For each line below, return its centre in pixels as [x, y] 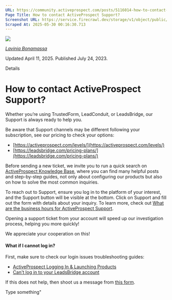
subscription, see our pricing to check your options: [60, 135]
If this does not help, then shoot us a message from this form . [70, 282]
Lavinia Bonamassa [26, 49]
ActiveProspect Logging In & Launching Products [64, 267]
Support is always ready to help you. [44, 120]
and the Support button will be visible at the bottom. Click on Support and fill [86, 197]
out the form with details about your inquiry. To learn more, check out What [84, 203]
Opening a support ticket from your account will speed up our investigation [84, 218]
